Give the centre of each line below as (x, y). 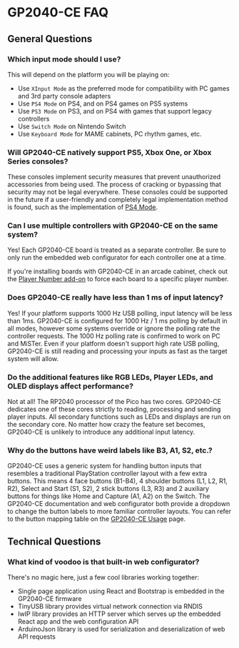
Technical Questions (54, 541)
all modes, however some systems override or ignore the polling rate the (114, 328)
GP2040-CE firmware (50, 599)
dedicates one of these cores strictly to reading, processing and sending (114, 409)
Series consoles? (38, 161)
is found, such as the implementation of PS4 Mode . (83, 207)
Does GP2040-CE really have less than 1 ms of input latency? (115, 298)
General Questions (50, 39)
